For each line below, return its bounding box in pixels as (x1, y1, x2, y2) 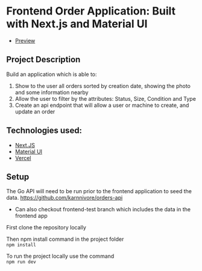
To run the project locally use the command (6, 252, 115, 260)
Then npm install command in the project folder (6, 235, 124, 243)
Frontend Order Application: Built (6, 4, 176, 18)
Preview (14, 37, 36, 44)
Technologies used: (6, 126, 83, 136)
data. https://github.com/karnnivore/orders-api (6, 194, 123, 202)
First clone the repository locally (6, 224, 86, 231)
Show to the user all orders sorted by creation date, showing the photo (14, 82, 191, 89)
